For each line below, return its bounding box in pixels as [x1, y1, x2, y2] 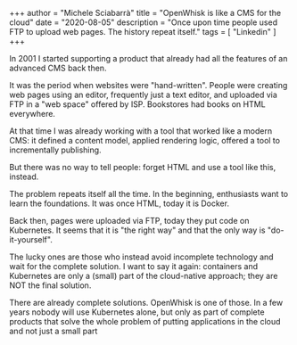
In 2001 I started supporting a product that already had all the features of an [9, 53, 288, 63]
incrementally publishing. [9, 144, 102, 155]
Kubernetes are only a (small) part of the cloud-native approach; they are [9, 271, 278, 281]
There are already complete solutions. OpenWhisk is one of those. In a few [9, 298, 284, 308]
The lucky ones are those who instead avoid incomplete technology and [9, 251, 274, 262]
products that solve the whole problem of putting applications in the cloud [9, 316, 281, 326]
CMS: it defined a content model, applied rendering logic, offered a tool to [9, 136, 281, 145]
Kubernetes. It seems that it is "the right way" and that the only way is [9, 225, 266, 235]
